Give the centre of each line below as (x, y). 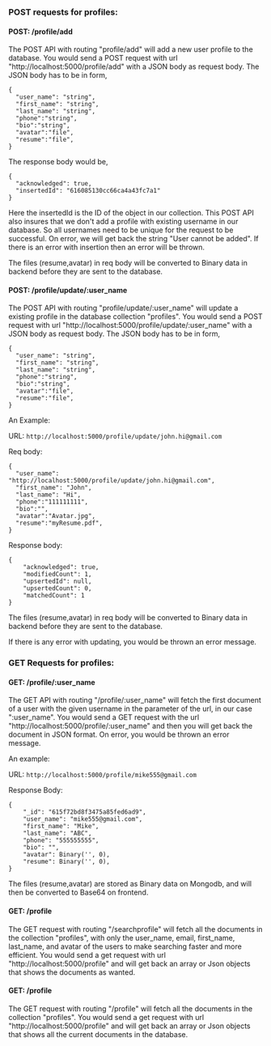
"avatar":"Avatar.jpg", (55, 517)
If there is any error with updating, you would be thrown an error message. (133, 642)
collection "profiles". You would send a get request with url (106, 1017)
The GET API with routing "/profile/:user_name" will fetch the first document (135, 700)
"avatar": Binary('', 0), (67, 855)
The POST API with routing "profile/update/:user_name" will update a (123, 308)
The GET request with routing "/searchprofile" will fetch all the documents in (135, 929)
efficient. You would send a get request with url (87, 955)
